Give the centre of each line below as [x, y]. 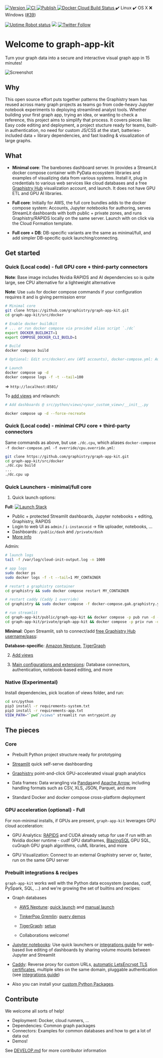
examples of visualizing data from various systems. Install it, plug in [79, 178]
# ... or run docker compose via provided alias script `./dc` [70, 328]
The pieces [22, 730]
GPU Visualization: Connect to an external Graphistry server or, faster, [82, 855]
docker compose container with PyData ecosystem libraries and [76, 173]
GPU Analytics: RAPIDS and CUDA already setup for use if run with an [82, 835]
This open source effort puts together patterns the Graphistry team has [76, 99]
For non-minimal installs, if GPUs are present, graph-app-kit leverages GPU [81, 820]
